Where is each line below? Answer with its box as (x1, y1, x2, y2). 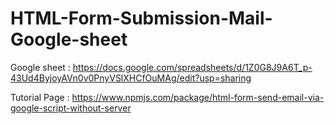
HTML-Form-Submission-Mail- (10, 7, 273, 30)
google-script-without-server (10, 102, 132, 114)
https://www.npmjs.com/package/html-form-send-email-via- (71, 91, 325, 103)
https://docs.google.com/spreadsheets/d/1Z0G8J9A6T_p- (72, 61, 313, 73)
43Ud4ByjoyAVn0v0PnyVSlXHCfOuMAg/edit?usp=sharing (10, 72, 252, 84)
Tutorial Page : (10, 91, 70, 103)
